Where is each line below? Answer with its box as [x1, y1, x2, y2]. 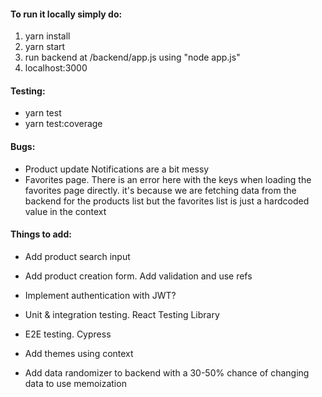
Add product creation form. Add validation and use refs [24, 270, 253, 282]
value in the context [24, 205, 107, 217]
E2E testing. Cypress [24, 328, 112, 340]
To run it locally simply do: [10, 8, 123, 20]
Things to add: [10, 228, 72, 240]
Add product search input [24, 250, 131, 262]
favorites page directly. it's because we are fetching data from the [24, 184, 297, 196]
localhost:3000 [24, 62, 88, 74]
